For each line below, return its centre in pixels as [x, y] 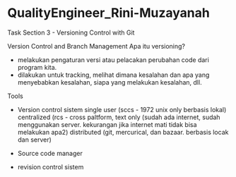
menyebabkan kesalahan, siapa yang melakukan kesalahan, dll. [110, 82]
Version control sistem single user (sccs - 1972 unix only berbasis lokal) [122, 109]
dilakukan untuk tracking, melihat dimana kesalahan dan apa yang [113, 75]
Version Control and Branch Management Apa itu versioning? [96, 46]
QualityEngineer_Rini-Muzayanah [108, 13]
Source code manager [50, 153]
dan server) [34, 140]
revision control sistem [51, 166]
